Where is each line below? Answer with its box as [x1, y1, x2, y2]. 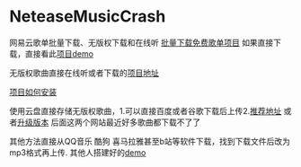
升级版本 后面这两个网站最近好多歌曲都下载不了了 [17, 117, 200, 127]
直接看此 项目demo [24, 48, 94, 59]
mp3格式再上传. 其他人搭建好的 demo [9, 146, 146, 158]
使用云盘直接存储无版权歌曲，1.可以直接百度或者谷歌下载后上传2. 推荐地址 [9, 105, 282, 116]
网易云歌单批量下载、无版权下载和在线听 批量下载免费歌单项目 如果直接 [9, 37, 274, 48]
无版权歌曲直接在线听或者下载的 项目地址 [9, 67, 159, 78]
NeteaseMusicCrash [9, 6, 166, 27]
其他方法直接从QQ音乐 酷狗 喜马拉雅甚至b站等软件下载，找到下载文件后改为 [9, 136, 290, 146]
